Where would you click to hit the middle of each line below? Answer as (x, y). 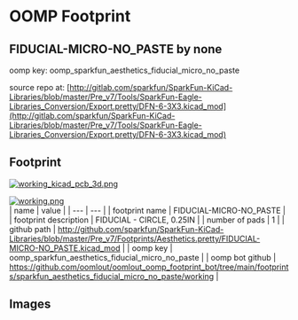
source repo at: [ (39, 87)
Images (30, 304)
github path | (32, 229)
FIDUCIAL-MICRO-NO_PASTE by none (116, 49)
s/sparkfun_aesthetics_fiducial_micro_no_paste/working (112, 276)
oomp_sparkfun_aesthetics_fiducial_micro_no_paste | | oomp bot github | (143, 257)
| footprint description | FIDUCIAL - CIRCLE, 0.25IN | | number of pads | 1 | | (147, 220)
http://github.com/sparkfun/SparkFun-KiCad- (141, 229)
